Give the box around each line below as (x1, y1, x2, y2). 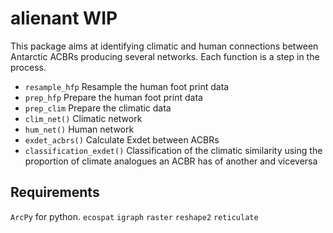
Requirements (10, 184, 100, 201)
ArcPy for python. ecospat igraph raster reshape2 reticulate (10, 210, 259, 222)
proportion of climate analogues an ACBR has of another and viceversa (24, 155, 318, 167)
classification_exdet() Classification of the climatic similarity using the (24, 144, 323, 156)
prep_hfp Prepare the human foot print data (24, 91, 203, 103)
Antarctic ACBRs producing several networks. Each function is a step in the (10, 50, 320, 62)
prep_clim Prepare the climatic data (24, 102, 172, 114)
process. (10, 61, 47, 73)
